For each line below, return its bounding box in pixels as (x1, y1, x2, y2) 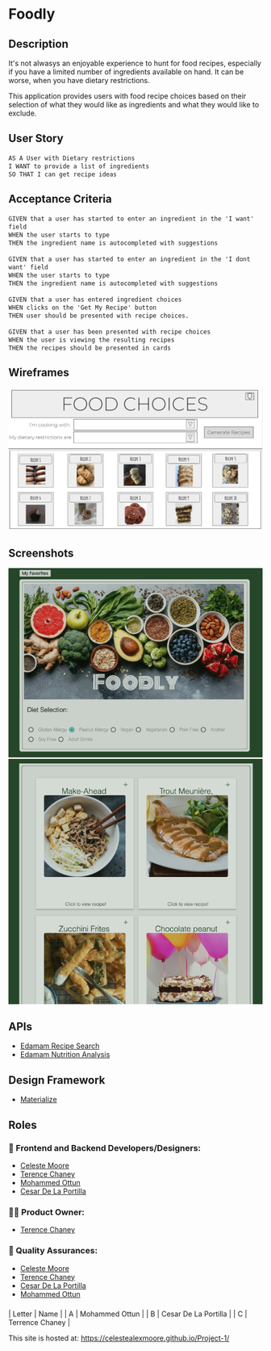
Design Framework (8, 1073, 106, 1087)
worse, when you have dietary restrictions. (8, 76, 151, 85)
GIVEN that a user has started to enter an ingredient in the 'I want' (8, 215, 254, 223)
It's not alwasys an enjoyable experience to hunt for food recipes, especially (8, 58, 262, 68)
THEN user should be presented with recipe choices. (8, 312, 190, 320)
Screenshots (8, 546, 74, 560)
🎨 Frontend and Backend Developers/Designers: (8, 1142, 202, 1153)
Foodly (8, 5, 56, 23)
